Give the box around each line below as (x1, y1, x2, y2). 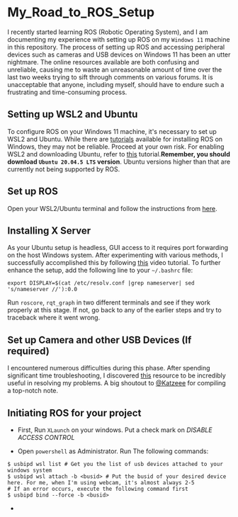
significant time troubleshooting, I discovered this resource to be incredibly (7, 371, 227, 380)
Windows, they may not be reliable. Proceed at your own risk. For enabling (7, 142, 225, 151)
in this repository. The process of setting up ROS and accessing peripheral (7, 42, 225, 51)
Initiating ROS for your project (7, 407, 142, 419)
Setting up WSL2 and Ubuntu (7, 108, 138, 120)
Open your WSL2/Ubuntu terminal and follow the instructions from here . (7, 204, 217, 212)
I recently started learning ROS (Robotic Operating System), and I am (7, 28, 208, 36)
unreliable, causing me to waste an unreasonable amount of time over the (7, 65, 222, 74)
